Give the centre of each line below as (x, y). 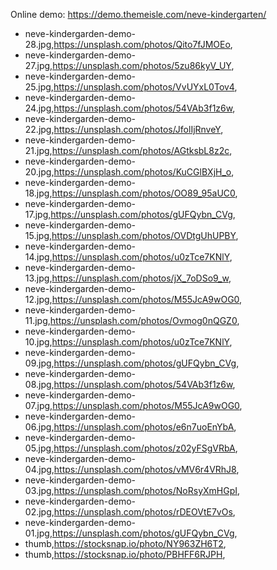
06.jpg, (39, 427)
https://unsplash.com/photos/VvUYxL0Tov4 (144, 87)
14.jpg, (38, 257)
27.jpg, (38, 65)
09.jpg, (39, 363)
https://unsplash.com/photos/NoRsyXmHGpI (145, 490)
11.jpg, (37, 320)
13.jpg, (38, 278)
